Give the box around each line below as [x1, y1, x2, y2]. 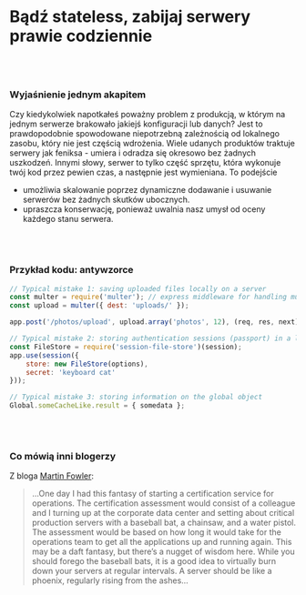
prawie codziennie [9, 25, 153, 46]
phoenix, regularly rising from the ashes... [31, 575, 189, 586]
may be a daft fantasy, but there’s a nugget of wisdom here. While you [31, 546, 295, 557]
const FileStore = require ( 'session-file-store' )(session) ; [9, 342, 243, 351]
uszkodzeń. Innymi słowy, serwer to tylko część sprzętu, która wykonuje [9, 157, 281, 168]
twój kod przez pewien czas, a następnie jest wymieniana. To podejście [9, 166, 278, 178]
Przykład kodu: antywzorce [9, 264, 134, 277]
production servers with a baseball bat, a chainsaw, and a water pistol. [31, 517, 297, 529]
